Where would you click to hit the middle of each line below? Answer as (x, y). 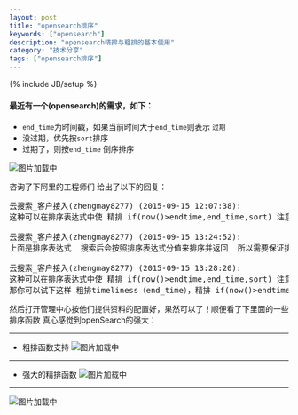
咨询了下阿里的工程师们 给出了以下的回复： (88, 187)
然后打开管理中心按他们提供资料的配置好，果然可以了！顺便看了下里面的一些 (149, 309)
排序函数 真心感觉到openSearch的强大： (83, 320)
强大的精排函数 (49, 375)
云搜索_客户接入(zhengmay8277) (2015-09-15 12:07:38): (125, 206)
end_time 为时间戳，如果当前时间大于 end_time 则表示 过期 (124, 127)
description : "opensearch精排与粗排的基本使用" (92, 42)
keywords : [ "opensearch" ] (57, 34)
